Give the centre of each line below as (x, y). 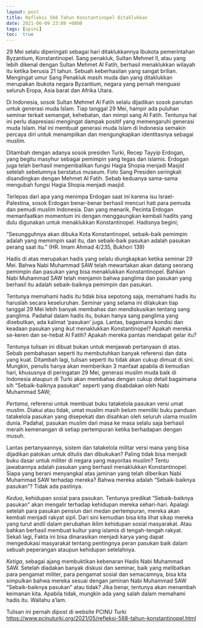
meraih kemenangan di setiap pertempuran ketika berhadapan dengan (94, 430)
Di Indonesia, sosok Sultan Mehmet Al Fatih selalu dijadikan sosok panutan (99, 102)
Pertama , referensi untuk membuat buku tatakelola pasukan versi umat (95, 403)
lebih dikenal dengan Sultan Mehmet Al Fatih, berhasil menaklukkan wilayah (101, 65)
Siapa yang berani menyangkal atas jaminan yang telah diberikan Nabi (94, 473)
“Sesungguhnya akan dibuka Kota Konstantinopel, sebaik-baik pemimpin (97, 234)
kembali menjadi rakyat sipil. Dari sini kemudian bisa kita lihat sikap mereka (100, 518)
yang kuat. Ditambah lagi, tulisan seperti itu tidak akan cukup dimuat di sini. (100, 360)
